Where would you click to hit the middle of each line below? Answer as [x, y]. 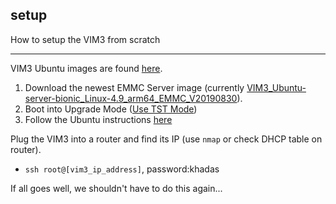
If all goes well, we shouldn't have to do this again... [116, 188]
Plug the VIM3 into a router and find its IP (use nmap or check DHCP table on [166, 139]
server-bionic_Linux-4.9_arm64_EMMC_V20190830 [131, 98]
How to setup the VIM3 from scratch [85, 39]
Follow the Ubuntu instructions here [98, 119]
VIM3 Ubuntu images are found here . [86, 68]
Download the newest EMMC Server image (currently [134, 87]
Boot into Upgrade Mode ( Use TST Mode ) [111, 109]
